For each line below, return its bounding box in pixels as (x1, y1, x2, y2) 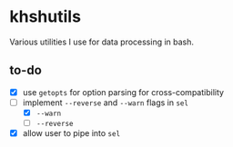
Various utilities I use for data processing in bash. (9, 36, 194, 47)
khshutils (9, 6, 82, 27)
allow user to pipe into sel (22, 128, 121, 138)
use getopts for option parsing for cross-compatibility (22, 86, 225, 97)
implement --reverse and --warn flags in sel (22, 97, 189, 108)
